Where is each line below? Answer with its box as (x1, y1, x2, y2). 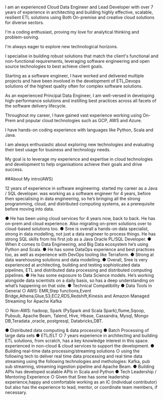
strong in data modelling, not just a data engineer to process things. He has (5, 231, 156, 236)
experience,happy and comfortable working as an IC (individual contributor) (5, 379, 157, 385)
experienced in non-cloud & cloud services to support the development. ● (5, 343, 155, 348)
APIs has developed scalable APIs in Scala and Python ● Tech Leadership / (5, 369, 157, 374)
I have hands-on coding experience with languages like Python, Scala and (5, 127, 154, 133)
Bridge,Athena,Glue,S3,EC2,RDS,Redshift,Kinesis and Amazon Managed (5, 293, 150, 299)
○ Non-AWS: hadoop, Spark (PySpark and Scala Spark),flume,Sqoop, (5, 308, 145, 313)
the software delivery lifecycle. (5, 103, 67, 109)
